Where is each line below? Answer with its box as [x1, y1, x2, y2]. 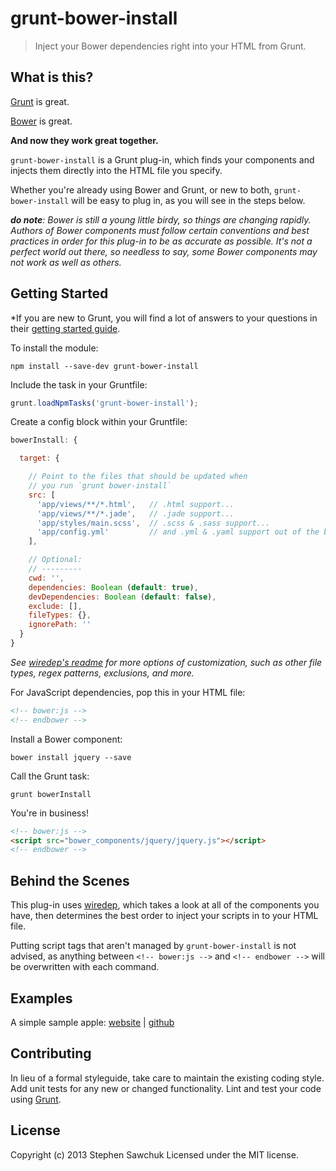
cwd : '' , [28, 573, 65, 583]
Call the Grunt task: [10, 770, 90, 782]
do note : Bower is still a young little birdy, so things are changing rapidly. [10, 213, 312, 226]
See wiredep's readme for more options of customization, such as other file [10, 656, 323, 668]
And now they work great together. [10, 134, 159, 146]
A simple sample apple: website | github [10, 1016, 175, 1028]
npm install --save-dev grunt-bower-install [10, 361, 199, 371]
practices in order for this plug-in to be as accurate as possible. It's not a [10, 235, 313, 247]
